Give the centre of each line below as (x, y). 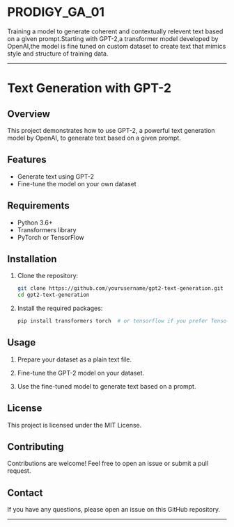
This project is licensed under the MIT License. (75, 425)
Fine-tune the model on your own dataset (77, 184)
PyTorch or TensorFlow (51, 237)
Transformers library (47, 229)
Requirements (38, 206)
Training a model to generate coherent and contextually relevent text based (115, 31)
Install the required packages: (60, 308)
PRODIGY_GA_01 (56, 12)
